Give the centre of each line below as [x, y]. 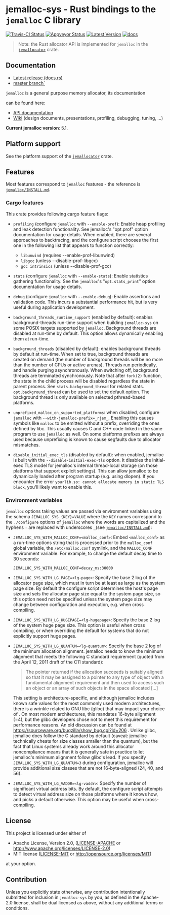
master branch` [29, 83]
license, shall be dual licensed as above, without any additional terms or [88, 902]
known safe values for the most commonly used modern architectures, [87, 703]
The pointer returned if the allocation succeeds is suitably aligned [94, 672]
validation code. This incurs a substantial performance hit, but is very [85, 302]
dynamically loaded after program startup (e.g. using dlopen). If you [84, 476]
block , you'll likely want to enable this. [53, 487]
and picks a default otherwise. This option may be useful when [79, 799]
